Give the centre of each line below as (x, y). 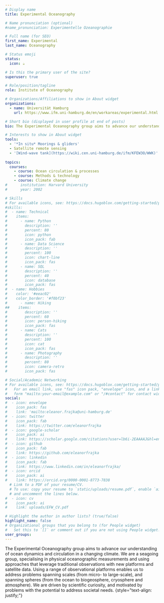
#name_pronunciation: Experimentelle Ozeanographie (59, 27)
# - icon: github (24, 444)
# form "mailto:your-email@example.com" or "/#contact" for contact (78, 394)
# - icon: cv (20, 498)
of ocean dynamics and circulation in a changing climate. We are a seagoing (82, 554)
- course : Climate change (40, 181)
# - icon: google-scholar (32, 430)
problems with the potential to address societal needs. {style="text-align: (79, 590)
